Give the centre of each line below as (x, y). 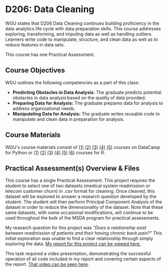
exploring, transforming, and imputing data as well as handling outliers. (79, 34)
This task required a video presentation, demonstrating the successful (78, 254)
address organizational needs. (44, 108)
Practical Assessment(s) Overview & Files (72, 168)
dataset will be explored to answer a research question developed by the (81, 197)
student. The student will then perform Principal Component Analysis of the (84, 202)
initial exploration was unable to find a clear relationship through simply (79, 239)
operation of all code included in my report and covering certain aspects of (83, 259)
